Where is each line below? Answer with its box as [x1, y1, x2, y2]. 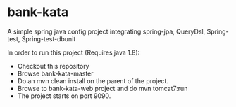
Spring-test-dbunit [21, 34, 76, 43]
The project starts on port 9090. [17, 92, 111, 100]
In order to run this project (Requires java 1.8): [7, 48, 140, 57]
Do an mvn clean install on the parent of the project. [17, 76, 169, 85]
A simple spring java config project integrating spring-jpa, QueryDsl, [7, 27, 206, 36]
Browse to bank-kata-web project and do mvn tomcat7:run [17, 84, 188, 92]
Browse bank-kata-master [17, 69, 94, 78]
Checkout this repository [17, 62, 89, 70]
